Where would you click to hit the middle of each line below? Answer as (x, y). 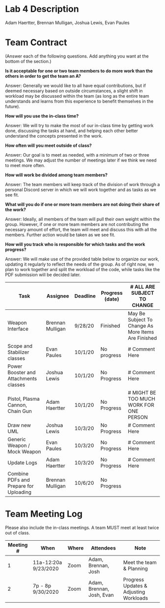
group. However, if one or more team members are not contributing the (77, 224)
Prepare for (21, 486)
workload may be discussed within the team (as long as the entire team (77, 96)
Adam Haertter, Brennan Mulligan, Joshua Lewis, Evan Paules (67, 23)
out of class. (18, 533)
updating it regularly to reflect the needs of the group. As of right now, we (80, 264)
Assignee (58, 296)
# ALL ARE (143, 287)
